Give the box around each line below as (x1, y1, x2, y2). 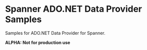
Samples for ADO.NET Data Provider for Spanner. (5, 30, 105, 36)
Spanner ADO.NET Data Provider (5, 3, 142, 15)
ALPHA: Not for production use (5, 39, 70, 45)
